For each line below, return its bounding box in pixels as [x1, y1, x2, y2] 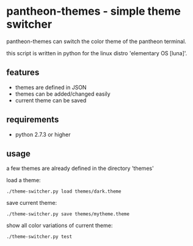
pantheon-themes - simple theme [6, 4, 181, 18]
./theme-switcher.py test [6, 234, 72, 240]
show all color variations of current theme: [6, 222, 113, 229]
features [6, 67, 40, 78]
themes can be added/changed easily [15, 90, 111, 98]
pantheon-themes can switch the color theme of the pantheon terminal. [6, 37, 186, 45]
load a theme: [6, 177, 41, 184]
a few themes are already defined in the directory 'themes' [6, 164, 154, 172]
